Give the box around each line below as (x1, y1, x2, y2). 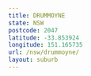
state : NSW (8, 19, 44, 27)
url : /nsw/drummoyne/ (8, 48, 80, 56)
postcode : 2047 (8, 26, 59, 34)
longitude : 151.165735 (8, 41, 83, 49)
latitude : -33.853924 (8, 33, 80, 42)
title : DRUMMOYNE (8, 11, 66, 20)
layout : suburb (8, 56, 59, 64)
